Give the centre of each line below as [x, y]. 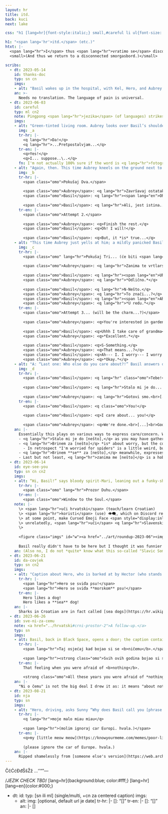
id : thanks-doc [30, 74]
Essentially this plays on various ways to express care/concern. [89, 434]
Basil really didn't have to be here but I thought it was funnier [90, 546]
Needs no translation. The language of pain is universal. [81, 98]
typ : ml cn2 [26, 112]
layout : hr [16, 10]
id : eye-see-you [31, 467]
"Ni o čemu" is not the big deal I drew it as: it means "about [87, 686]
